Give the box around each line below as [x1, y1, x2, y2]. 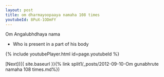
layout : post [5, 7, 33, 13]
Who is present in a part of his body [12, 41, 89, 47]
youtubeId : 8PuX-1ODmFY [5, 17, 57, 22]
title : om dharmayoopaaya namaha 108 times [5, 12, 100, 17]
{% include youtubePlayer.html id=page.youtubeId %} [5, 51, 120, 57]
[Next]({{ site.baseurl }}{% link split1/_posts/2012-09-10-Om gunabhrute [5, 61, 159, 67]
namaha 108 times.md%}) [5, 66, 60, 72]
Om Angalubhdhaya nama [5, 31, 61, 37]
